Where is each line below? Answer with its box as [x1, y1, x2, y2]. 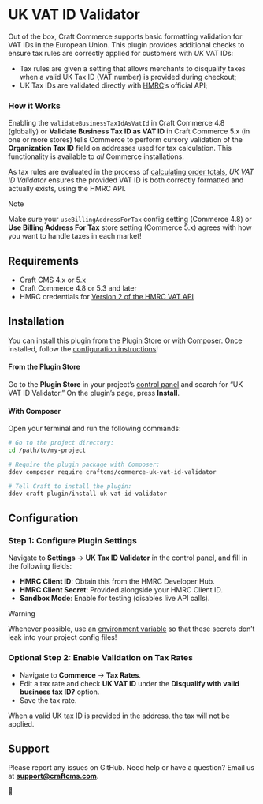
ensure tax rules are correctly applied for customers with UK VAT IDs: [8, 48, 234, 58]
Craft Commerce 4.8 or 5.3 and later [19, 284, 138, 293]
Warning [8, 609, 35, 618]
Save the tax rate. [19, 695, 77, 704]
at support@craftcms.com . [8, 772, 99, 781]
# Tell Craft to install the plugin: [8, 482, 132, 490]
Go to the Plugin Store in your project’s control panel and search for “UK [8, 380, 243, 389]
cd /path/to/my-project [8, 446, 87, 455]
